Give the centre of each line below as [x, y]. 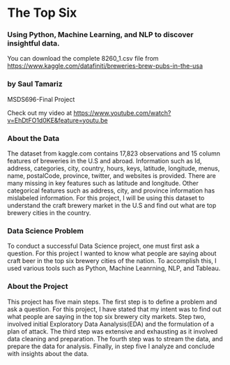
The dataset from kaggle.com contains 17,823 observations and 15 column [114, 154]
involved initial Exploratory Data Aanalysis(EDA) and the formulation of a [111, 324]
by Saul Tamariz [35, 84]
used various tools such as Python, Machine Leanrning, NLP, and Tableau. [114, 268]
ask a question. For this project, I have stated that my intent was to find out [114, 309]
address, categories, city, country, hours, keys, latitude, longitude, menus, [114, 168]
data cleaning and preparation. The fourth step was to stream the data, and [115, 338]
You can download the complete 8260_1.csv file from [83, 59]
